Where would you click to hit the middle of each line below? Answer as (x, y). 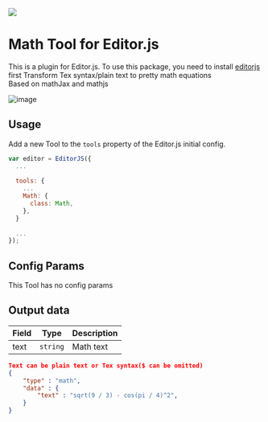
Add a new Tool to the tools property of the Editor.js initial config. (117, 144)
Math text (90, 346)
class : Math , (52, 203)
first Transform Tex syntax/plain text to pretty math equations (110, 75)
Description (95, 333)
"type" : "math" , (52, 381)
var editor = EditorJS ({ (50, 158)
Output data (39, 311)
